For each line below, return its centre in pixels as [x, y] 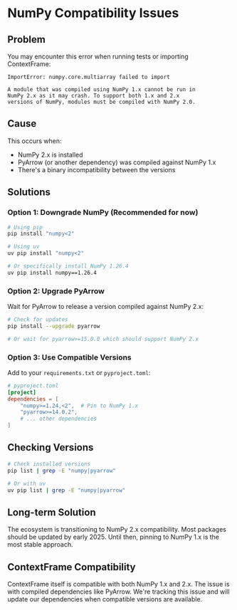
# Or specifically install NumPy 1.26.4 [68, 266]
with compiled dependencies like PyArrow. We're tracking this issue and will [118, 591]
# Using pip [25, 227]
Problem [27, 40]
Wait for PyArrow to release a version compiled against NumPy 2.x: [106, 307]
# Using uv [23, 247]
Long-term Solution [52, 512]
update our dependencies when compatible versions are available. [105, 599]
